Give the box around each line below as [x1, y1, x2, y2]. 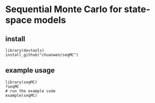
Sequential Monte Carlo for [5, 4, 122, 15]
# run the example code [5, 88, 56, 93]
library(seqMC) [5, 80, 38, 85]
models [34, 14, 66, 26]
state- [124, 4, 150, 15]
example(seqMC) [5, 93, 38, 98]
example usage [5, 66, 55, 75]
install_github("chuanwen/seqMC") [5, 52, 79, 57]
